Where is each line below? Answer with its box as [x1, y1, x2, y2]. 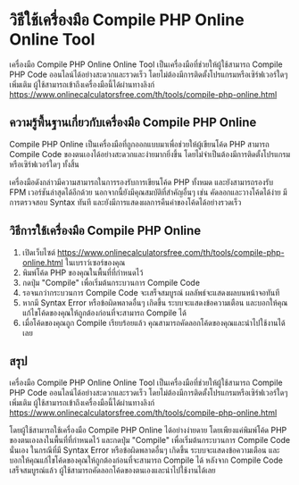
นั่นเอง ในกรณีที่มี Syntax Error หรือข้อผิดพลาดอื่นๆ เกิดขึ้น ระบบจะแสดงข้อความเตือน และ [9, 445, 280, 456]
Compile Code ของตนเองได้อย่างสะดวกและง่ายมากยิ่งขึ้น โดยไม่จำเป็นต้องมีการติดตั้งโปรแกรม [9, 148, 291, 159]
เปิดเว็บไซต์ [21, 247, 55, 257]
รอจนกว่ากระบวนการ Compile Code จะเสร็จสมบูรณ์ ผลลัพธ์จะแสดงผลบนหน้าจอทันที [21, 287, 280, 297]
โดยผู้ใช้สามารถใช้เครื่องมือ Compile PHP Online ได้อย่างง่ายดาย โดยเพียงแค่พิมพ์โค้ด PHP [9, 425, 287, 436]
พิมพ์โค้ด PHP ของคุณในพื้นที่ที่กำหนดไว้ [21, 267, 144, 278]
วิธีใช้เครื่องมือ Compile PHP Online [9, 10, 245, 30]
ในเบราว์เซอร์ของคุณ [65, 256, 126, 268]
